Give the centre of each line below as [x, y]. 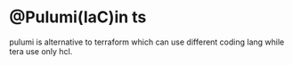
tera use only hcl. [41, 51]
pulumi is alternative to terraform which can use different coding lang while [147, 42]
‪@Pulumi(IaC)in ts [78, 17]
